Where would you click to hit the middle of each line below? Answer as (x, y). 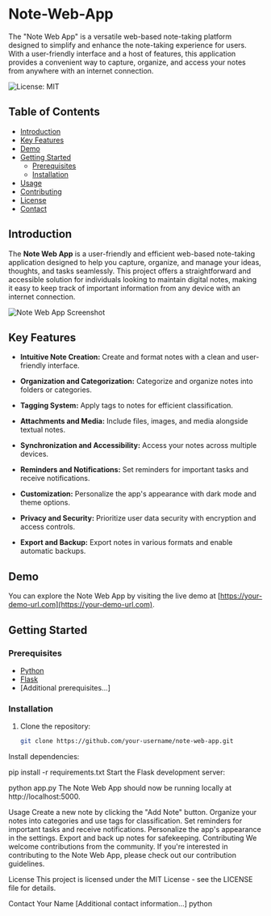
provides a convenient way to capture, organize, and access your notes (127, 62)
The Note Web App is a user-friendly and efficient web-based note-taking (132, 253)
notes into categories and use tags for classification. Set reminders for (125, 821)
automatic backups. (53, 551)
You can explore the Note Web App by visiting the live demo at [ (115, 596)
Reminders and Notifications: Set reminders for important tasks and (134, 470)
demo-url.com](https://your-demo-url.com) (81, 605)
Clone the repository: (55, 726)
